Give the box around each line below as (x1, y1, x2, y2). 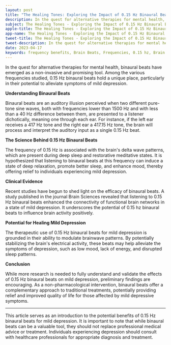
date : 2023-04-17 (5, 45, 42, 50)
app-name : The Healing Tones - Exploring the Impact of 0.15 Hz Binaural (5, 31, 165, 36)
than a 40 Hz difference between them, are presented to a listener (5, 110, 144, 117)
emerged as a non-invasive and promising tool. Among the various (5, 69, 145, 75)
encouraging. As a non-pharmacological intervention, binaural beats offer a (5, 281, 163, 287)
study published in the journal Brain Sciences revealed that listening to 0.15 (5, 193, 162, 199)
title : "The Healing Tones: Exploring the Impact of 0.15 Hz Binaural (5, 12, 158, 17)
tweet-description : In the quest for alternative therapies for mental (5, 41, 160, 46)
